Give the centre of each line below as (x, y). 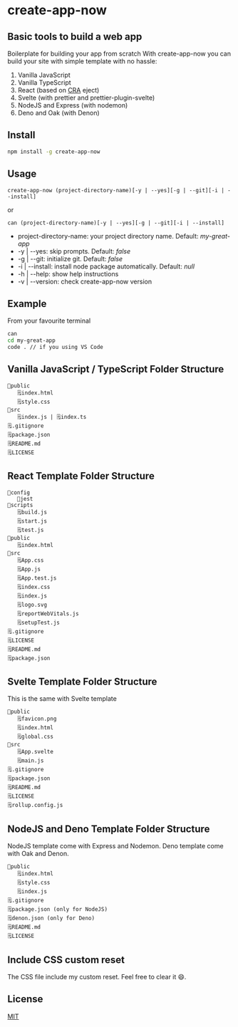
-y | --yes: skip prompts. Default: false (74, 251)
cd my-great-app (31, 340)
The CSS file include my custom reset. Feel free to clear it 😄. (97, 977)
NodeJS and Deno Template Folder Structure (109, 829)
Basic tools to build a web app (75, 37)
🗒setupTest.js (38, 622)
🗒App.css (30, 560)
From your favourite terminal (49, 321)
